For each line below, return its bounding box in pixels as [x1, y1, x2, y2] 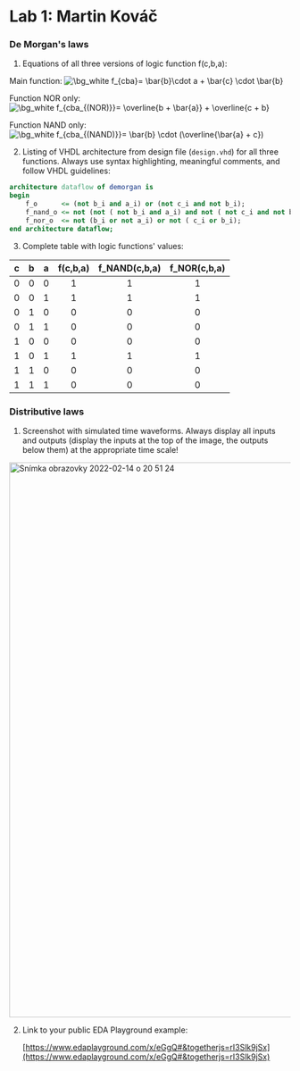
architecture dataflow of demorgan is [9, 183, 154, 192]
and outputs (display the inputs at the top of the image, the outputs [21, 435, 269, 446]
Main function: [9, 76, 62, 87]
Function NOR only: [9, 93, 81, 104]
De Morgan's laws [9, 38, 89, 51]
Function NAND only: [9, 120, 87, 130]
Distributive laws [9, 405, 85, 417]
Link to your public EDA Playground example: [21, 1025, 188, 1035]
